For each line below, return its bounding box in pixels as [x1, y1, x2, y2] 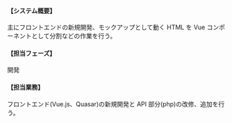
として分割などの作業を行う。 [31, 32, 117, 40]
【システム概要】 [7, 6, 56, 15]
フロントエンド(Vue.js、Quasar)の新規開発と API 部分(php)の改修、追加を [7, 99, 219, 108]
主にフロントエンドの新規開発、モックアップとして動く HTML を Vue [7, 23, 206, 31]
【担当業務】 [7, 83, 44, 91]
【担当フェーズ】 [7, 49, 56, 57]
